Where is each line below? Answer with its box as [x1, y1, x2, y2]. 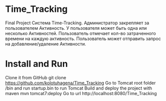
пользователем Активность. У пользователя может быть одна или [5, 25, 147, 31]
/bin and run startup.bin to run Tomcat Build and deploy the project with [5, 85, 153, 91]
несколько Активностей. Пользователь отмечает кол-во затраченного [5, 30, 156, 36]
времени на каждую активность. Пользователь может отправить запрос [5, 36, 161, 42]
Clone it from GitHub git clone [5, 74, 66, 80]
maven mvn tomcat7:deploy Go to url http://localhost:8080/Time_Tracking [5, 90, 157, 96]
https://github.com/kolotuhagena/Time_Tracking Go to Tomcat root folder [5, 80, 156, 86]
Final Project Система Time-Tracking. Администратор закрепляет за [5, 20, 150, 26]
